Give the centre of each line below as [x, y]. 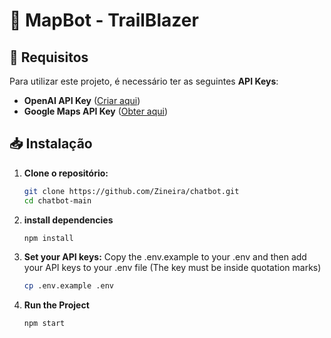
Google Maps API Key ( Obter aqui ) [96, 111]
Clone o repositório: [66, 173]
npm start [44, 324]
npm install [48, 238]
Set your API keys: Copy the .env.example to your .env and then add [165, 257]
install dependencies [68, 220]
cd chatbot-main [57, 200]
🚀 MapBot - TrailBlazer [104, 20]
